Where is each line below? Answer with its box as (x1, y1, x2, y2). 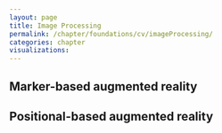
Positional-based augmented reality (9, 108, 214, 124)
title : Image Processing (9, 21, 102, 30)
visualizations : (9, 46, 70, 55)
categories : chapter (9, 37, 86, 47)
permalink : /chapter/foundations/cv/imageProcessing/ (9, 29, 214, 38)
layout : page (9, 12, 58, 22)
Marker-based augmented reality (9, 79, 198, 94)
